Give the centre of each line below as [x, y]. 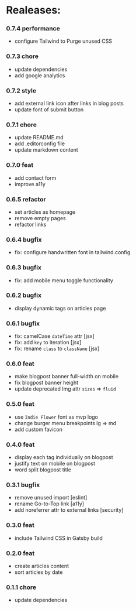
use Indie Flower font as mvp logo [56, 417]
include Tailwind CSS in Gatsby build [59, 538]
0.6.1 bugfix [23, 323]
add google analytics [40, 75]
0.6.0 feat [20, 364]
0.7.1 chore [21, 125]
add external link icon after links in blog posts [69, 104]
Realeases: [34, 10]
